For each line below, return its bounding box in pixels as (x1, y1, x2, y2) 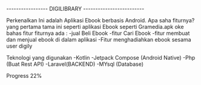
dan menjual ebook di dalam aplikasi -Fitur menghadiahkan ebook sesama (6, 36, 192, 43)
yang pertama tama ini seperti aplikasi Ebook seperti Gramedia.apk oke (6, 24, 184, 30)
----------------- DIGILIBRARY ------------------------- (6, 5, 145, 12)
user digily (6, 42, 33, 49)
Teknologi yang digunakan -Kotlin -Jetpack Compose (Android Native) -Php (6, 54, 196, 61)
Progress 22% (6, 72, 42, 79)
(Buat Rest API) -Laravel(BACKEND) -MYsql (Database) (6, 60, 144, 68)
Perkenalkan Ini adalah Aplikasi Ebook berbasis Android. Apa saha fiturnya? (6, 17, 195, 24)
